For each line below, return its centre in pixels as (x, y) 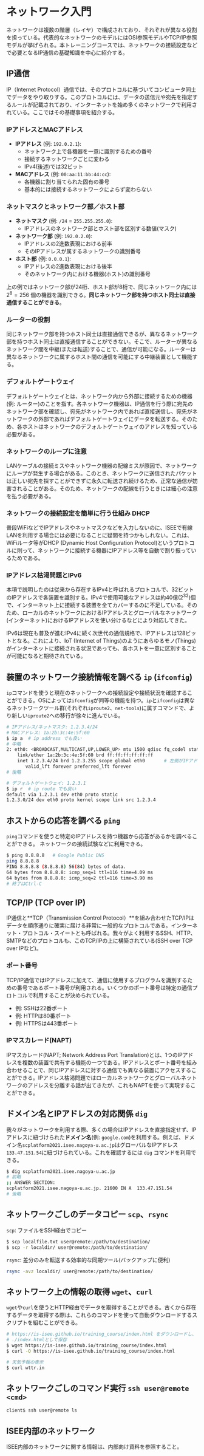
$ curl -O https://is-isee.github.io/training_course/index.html (90, 1351)
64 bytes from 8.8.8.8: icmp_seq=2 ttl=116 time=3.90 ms (80, 878)
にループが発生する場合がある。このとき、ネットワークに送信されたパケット (102, 473)
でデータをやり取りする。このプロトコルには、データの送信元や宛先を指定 (99, 97)
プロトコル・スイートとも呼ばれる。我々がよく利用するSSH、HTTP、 (109, 933)
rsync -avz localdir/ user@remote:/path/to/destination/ (80, 1271)
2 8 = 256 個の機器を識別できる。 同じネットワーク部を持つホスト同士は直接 (101, 294)
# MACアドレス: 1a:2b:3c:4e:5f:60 (48, 733)
